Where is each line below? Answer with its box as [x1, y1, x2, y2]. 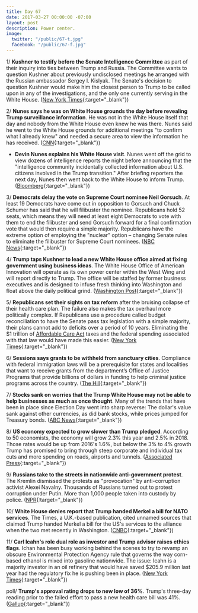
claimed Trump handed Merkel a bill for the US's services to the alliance [6, 520, 182, 527]
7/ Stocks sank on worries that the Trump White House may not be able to [6, 391, 191, 398]
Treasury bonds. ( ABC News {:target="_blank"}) [6, 416, 122, 424]
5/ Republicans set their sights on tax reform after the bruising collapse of [6, 298, 190, 306]
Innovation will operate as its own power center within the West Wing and [6, 268, 186, 275]
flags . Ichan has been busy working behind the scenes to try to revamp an [6, 544, 189, 551]
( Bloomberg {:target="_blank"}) [14, 182, 90, 189]
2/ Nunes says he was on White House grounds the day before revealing [6, 108, 188, 115]
